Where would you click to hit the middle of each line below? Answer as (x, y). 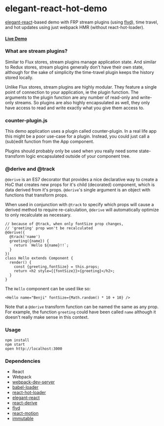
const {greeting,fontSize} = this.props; (57, 267)
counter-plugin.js (26, 120)
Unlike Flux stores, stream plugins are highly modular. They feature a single (81, 87)
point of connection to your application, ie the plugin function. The (72, 92)
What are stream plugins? (36, 51)
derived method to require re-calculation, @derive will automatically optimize (82, 210)
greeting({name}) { (29, 241)
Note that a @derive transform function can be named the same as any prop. (82, 307)
